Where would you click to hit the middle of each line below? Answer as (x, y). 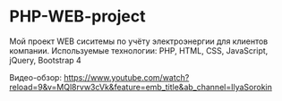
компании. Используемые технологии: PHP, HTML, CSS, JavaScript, (139, 50)
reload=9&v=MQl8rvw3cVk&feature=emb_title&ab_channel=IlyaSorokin (141, 87)
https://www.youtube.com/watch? (127, 77)
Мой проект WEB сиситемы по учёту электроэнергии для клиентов (139, 41)
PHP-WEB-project (77, 17)
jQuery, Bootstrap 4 (46, 60)
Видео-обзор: (36, 77)
